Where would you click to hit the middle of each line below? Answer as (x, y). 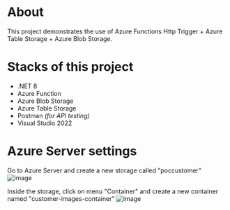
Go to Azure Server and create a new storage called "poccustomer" (105, 170)
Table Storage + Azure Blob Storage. (60, 38)
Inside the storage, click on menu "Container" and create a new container (113, 191)
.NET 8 (27, 86)
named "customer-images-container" (61, 198)
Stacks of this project (70, 67)
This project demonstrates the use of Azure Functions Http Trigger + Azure (115, 31)
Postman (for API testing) (54, 115)
